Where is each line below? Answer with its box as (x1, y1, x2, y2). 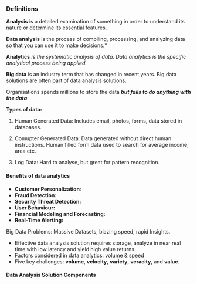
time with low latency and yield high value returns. (14, 245, 136, 252)
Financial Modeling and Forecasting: (14, 210, 106, 217)
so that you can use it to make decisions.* (6, 42, 107, 49)
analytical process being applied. (6, 59, 87, 66)
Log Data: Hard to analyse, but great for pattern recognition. (14, 159, 160, 166)
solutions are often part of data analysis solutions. (6, 77, 127, 84)
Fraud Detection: (14, 191, 57, 198)
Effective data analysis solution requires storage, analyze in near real (14, 239, 181, 246)
